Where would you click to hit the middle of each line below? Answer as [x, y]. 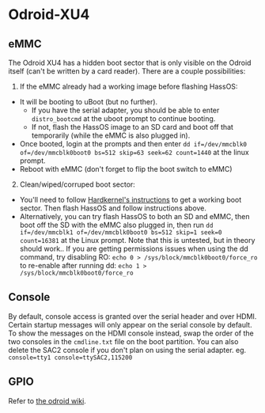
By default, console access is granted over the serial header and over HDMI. [132, 316]
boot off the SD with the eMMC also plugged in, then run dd [116, 225]
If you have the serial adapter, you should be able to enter [125, 110]
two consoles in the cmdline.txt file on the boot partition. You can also [123, 341]
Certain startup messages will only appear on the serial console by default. [130, 324]
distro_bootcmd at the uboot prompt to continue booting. [123, 119]
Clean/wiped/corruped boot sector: [78, 184]
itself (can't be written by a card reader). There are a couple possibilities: [127, 71]
